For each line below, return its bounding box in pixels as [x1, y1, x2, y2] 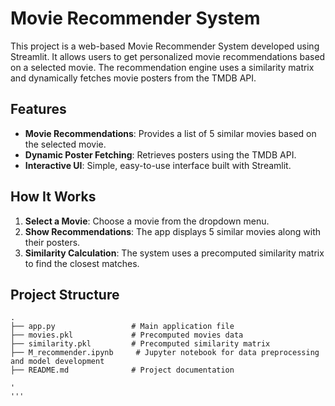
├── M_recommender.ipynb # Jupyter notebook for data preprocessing [10, 348, 320, 358]
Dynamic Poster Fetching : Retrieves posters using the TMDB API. [24, 148, 297, 161]
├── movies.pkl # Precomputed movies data [10, 330, 244, 341]
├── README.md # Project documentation [10, 365, 235, 376]
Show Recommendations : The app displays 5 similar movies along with [24, 225, 322, 237]
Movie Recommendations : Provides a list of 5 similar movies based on [24, 127, 317, 139]
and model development [10, 357, 105, 367]
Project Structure [10, 286, 120, 303]
